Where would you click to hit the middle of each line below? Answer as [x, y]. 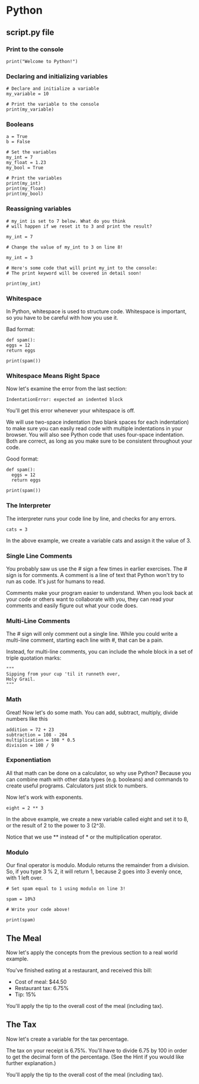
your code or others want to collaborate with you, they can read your [90, 599]
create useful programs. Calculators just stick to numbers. [77, 786]
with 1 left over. [25, 878]
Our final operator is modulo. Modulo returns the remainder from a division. [98, 865]
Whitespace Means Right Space [53, 376]
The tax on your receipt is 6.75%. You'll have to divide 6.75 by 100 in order [97, 1050]
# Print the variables [34, 178]
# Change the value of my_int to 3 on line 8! [65, 247]
